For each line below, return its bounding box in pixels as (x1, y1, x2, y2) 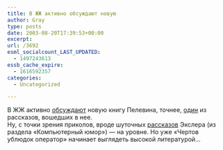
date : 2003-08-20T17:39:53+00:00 (7, 29, 104, 37)
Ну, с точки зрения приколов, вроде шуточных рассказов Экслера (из (7, 120, 217, 129)
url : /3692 (7, 42, 39, 49)
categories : (7, 74, 42, 82)
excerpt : (7, 36, 33, 43)
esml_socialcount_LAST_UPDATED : (7, 49, 101, 56)
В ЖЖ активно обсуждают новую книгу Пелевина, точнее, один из (7, 106, 207, 114)
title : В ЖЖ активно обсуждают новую (7, 10, 117, 17)
